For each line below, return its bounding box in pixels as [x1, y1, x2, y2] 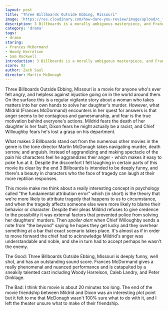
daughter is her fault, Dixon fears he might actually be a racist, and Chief [5, 123, 155, 129]
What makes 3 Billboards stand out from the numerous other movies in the [5, 138, 158, 144]
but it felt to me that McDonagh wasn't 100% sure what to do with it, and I [5, 294, 157, 300]
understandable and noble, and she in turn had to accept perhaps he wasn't [5, 238, 162, 244]
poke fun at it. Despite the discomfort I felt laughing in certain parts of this [5, 159, 157, 165]
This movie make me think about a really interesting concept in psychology [5, 185, 159, 191]
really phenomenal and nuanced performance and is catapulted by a [5, 263, 146, 270]
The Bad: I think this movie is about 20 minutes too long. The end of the [5, 284, 152, 290]
